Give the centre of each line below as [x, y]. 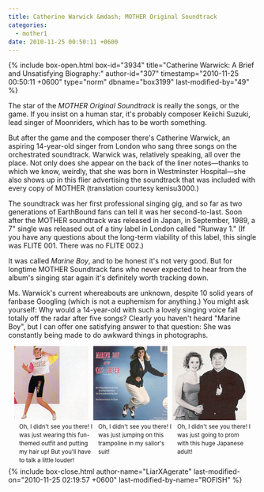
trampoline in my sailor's [131, 444]
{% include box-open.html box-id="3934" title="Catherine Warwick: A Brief [131, 65]
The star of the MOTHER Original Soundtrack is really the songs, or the [124, 106]
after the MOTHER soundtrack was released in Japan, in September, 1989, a [132, 221]
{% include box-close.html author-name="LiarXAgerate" [100, 471]
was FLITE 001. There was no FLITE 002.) [76, 246]
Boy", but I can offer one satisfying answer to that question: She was [120, 327]
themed [30, 444]
